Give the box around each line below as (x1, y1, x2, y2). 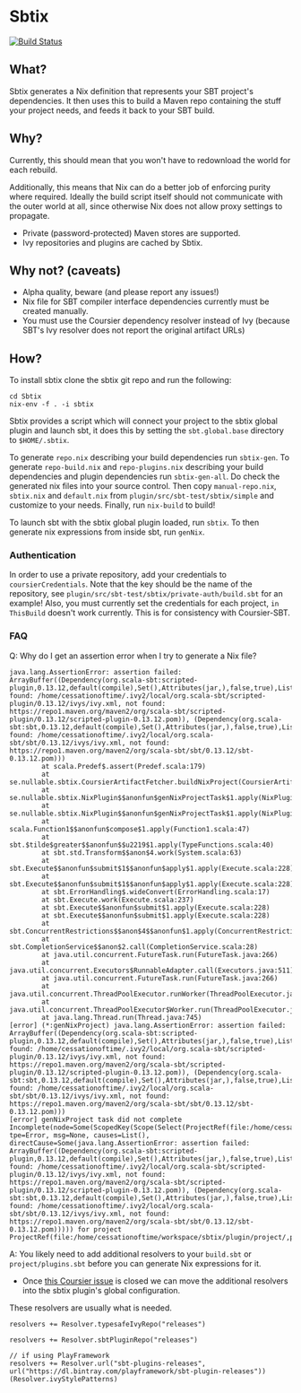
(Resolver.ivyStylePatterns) (9, 1374, 118, 1383)
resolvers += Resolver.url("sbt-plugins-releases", (9, 1359, 206, 1368)
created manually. (21, 306, 89, 317)
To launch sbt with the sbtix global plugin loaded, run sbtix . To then (9, 518, 260, 528)
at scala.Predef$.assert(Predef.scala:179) (41, 762, 206, 771)
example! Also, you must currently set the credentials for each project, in (9, 598, 279, 609)
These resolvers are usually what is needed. (9, 1302, 172, 1313)
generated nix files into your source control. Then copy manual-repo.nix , (9, 481, 277, 492)
